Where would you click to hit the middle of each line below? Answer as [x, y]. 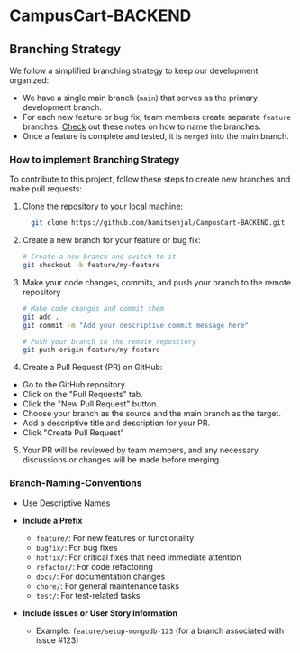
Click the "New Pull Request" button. [91, 404]
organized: [29, 80]
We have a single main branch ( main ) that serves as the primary [140, 98]
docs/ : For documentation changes [100, 576]
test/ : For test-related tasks [88, 595]
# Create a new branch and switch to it [99, 257]
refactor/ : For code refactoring [94, 566]
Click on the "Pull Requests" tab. [83, 395]
